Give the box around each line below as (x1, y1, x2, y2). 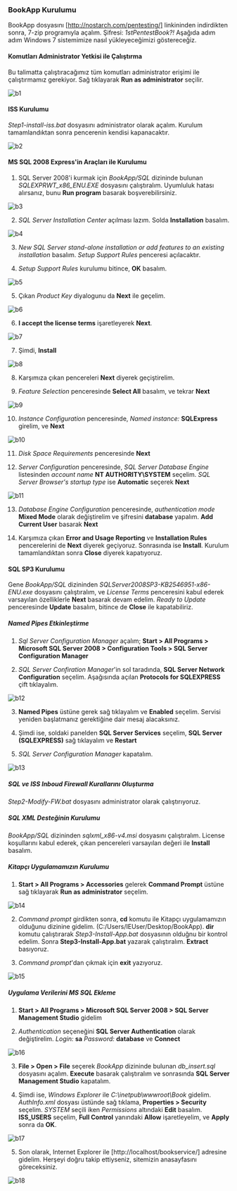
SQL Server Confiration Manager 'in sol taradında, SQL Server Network (18, 666, 225, 674)
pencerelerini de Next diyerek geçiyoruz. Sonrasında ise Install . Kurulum (18, 541, 229, 549)
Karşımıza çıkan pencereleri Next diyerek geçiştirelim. (18, 373, 175, 382)
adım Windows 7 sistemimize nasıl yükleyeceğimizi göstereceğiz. (8, 36, 197, 44)
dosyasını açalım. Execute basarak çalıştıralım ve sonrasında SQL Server (18, 1069, 231, 1078)
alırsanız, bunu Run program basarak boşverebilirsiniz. (18, 188, 177, 197)
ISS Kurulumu (8, 105, 49, 113)
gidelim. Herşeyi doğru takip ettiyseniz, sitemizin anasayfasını (18, 1155, 198, 1164)
